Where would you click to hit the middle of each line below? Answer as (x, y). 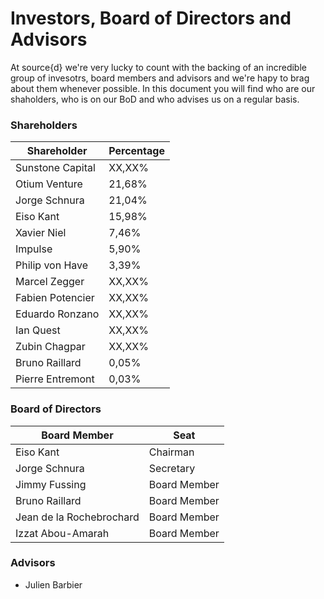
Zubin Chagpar (50, 347)
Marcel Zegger (50, 282)
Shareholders (44, 125)
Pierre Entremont (55, 379)
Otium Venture (49, 184)
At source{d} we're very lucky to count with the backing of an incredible (158, 67)
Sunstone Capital (55, 168)
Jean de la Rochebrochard (77, 517)
